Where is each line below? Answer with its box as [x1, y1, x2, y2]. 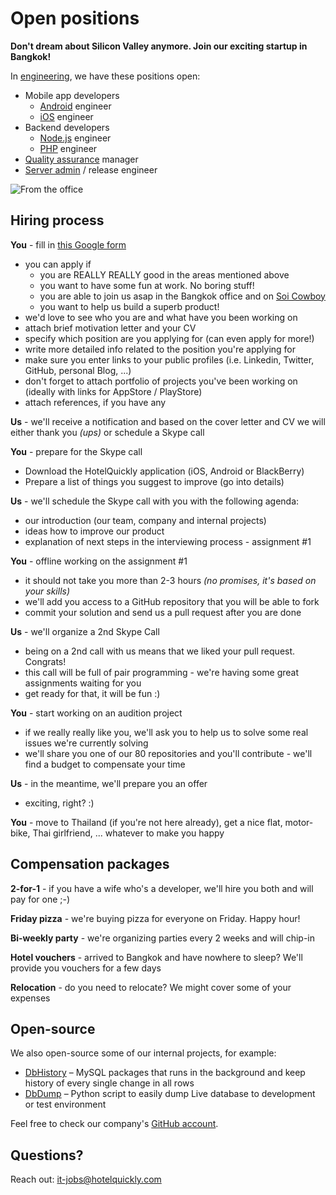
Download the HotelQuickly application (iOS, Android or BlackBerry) [24, 465, 305, 477]
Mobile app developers [24, 89, 120, 101]
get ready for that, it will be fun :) [24, 687, 161, 699]
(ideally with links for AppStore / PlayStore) [24, 385, 203, 397]
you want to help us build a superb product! [39, 300, 220, 312]
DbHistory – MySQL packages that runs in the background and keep [24, 1067, 306, 1079]
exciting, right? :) [24, 797, 95, 809]
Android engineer [39, 100, 112, 112]
